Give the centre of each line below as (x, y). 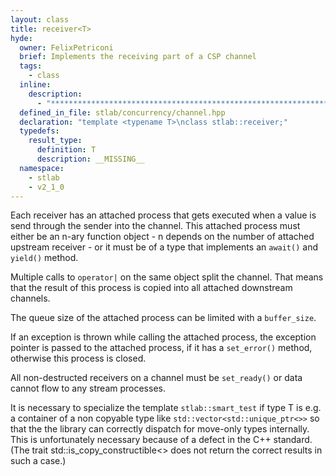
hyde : (21, 38)
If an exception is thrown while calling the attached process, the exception (163, 337)
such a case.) (38, 461)
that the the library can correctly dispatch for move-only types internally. (160, 429)
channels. (30, 298)
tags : (31, 66)
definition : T (66, 150)
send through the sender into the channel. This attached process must (155, 226)
